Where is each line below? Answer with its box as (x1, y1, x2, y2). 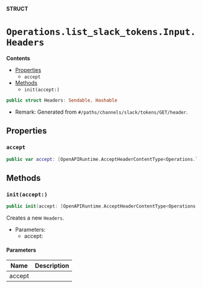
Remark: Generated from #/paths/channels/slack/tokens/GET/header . (14, 108, 188, 116)
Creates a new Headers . (6, 214, 65, 221)
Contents (6, 54, 30, 62)
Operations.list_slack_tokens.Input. (6, 27, 196, 38)
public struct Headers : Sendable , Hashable (6, 97, 118, 103)
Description (34, 261, 69, 270)
